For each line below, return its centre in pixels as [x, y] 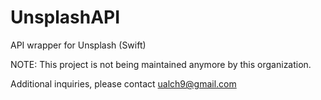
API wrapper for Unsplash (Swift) [78, 45]
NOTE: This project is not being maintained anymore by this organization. [161, 64]
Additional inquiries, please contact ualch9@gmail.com [123, 83]
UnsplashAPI [65, 17]
